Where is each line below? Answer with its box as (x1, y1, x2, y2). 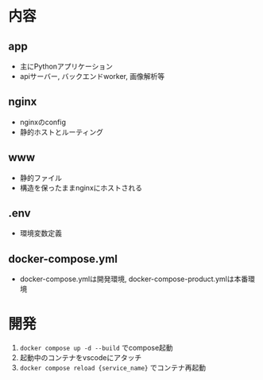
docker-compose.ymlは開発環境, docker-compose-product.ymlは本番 (19, 274, 249, 284)
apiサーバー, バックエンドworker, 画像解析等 (19, 72, 165, 80)
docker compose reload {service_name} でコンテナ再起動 (19, 363, 207, 373)
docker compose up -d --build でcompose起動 (19, 343, 173, 353)
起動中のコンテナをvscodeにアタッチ (19, 353, 142, 362)
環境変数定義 (19, 229, 62, 238)
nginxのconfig (19, 117, 66, 127)
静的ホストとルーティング (19, 127, 103, 136)
